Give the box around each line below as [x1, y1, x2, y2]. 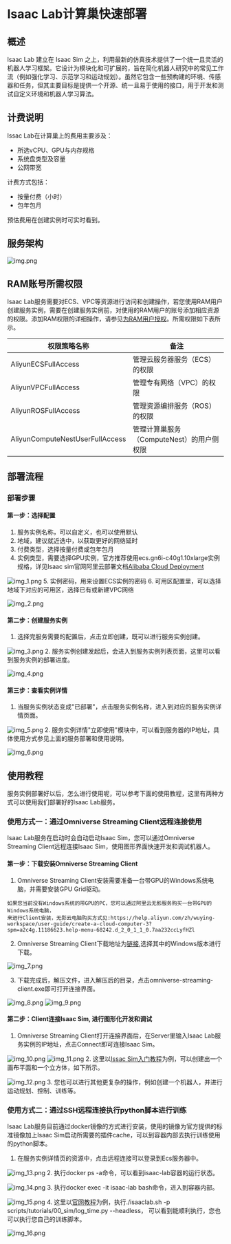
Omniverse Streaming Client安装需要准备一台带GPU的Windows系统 [16, 876, 208, 884]
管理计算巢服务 [133, 425, 181, 434]
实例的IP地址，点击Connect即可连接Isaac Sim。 [23, 1040, 159, 1048]
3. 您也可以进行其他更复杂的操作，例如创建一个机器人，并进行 [47, 1077, 223, 1086]
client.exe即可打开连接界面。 [16, 985, 99, 993]
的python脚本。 [7, 1139, 52, 1148]
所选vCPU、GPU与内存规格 [16, 146, 95, 154]
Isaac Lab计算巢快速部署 [7, 6, 147, 22]
